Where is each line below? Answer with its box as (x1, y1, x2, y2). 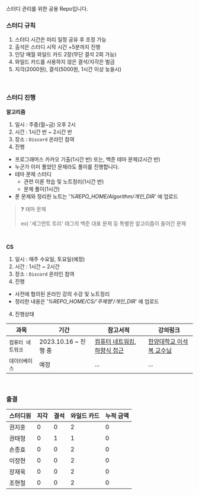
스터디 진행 (6, 94, 36, 102)
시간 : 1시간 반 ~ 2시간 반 (14, 128, 72, 135)
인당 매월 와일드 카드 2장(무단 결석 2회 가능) (14, 51, 117, 58)
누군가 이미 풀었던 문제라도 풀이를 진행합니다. (14, 163, 120, 170)
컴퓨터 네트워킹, (94, 337, 136, 345)
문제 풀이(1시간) (23, 185, 60, 192)
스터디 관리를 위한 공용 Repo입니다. (6, 5, 89, 12)
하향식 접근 (94, 346, 124, 354)
